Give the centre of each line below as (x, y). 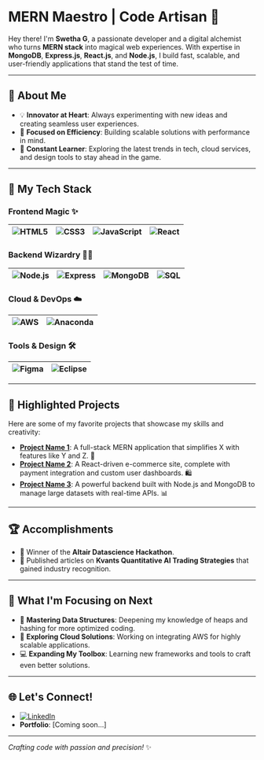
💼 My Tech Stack (50, 189)
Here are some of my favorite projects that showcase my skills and (116, 424)
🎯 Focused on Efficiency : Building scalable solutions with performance (134, 132)
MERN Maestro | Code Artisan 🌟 (114, 17)
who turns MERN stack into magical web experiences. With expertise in (124, 46)
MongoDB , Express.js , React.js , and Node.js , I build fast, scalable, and (124, 55)
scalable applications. (55, 644)
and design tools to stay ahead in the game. (90, 157)
